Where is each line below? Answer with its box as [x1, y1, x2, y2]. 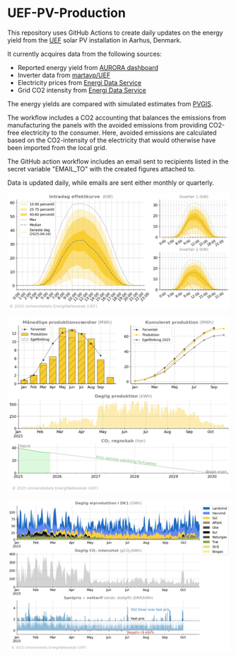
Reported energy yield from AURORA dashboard [17, 63, 159, 72]
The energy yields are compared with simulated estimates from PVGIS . [7, 99, 213, 108]
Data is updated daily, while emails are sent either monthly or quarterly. [7, 178, 214, 187]
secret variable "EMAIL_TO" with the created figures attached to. [7, 164, 196, 173]
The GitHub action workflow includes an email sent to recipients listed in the [7, 157, 229, 166]
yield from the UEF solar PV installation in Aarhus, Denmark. [7, 35, 182, 44]
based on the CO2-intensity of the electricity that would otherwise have [7, 136, 216, 144]
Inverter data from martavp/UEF [17, 71, 111, 79]
